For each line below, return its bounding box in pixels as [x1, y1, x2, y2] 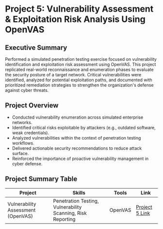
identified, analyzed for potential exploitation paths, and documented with [5, 77, 153, 83]
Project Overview [5, 101, 59, 110]
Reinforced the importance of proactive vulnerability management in [12, 156, 149, 161]
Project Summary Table [5, 175, 78, 183]
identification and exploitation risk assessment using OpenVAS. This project [5, 62, 156, 67]
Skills [72, 189, 86, 196]
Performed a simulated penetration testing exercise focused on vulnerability [5, 56, 157, 62]
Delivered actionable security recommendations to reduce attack [12, 145, 142, 151]
